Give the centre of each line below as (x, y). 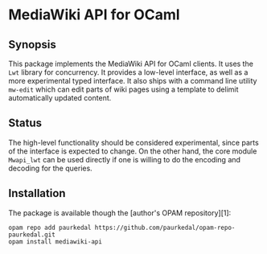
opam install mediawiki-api (55, 242)
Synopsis (32, 45)
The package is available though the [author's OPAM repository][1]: (120, 213)
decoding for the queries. (50, 168)
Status (25, 123)
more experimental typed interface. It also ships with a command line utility (133, 81)
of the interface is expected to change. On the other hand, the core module (133, 151)
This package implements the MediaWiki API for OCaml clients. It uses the (131, 63)
